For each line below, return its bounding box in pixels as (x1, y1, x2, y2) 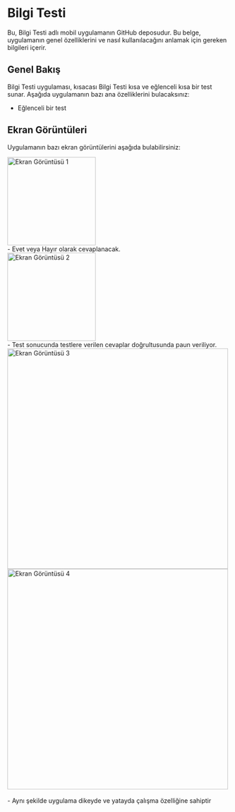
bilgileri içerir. (7, 43, 47, 51)
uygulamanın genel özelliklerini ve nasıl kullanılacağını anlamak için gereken (7, 35, 227, 44)
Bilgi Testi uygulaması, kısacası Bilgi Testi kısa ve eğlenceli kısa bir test (7, 83, 212, 91)
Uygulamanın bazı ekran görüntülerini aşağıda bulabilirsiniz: (7, 143, 181, 151)
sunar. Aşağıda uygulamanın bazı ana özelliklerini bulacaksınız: (7, 90, 190, 98)
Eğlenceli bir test (17, 104, 67, 112)
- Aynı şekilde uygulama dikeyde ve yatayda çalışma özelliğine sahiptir (7, 796, 212, 805)
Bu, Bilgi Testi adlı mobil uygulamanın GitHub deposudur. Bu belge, (7, 28, 201, 37)
